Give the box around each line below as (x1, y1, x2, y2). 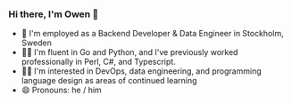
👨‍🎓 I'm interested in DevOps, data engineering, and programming (21, 66, 262, 76)
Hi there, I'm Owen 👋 (8, 8, 99, 20)
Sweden (21, 37, 53, 48)
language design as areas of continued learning (21, 75, 197, 86)
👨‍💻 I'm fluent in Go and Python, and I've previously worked (21, 47, 238, 58)
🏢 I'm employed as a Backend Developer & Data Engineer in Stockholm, (21, 28, 284, 39)
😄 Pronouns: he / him (21, 84, 102, 96)
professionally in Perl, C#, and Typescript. (21, 57, 176, 67)
